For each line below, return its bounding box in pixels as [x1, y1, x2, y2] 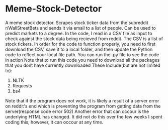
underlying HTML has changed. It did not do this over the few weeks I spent [5, 113, 162, 119]
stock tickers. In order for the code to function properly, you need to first [5, 41, 156, 47]
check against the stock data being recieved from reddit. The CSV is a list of [5, 36, 163, 42]
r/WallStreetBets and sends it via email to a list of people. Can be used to [5, 25, 156, 31]
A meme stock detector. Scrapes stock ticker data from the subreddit [5, 20, 148, 26]
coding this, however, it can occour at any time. [5, 119, 104, 125]
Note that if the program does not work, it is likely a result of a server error [5, 97, 159, 103]
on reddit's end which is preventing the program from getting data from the [5, 103, 161, 109]
